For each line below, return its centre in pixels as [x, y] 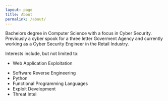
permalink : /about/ [26, 19]
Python [20, 78]
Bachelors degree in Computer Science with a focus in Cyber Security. [79, 33]
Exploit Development [34, 89]
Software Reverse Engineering [44, 73]
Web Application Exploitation [42, 63]
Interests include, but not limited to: [42, 53]
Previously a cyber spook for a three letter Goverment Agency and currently [84, 38]
